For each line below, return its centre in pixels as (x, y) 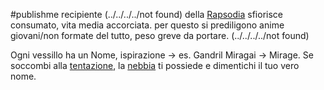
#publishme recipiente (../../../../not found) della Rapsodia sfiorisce (146, 14)
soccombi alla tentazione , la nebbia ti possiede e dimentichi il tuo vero (155, 65)
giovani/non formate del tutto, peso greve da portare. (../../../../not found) (160, 35)
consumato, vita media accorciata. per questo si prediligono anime (147, 25)
